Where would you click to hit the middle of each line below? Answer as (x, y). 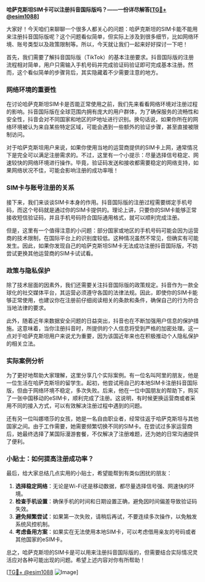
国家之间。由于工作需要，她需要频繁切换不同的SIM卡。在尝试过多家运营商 (99, 427)
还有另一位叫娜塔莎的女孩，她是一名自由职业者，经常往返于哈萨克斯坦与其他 (103, 419)
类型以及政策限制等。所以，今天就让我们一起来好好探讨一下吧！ (107, 44)
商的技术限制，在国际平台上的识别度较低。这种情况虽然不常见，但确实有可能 (103, 238)
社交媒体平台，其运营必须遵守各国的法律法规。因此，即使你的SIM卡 (107, 293)
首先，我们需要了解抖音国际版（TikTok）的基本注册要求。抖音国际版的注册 (100, 57)
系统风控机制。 (34, 524)
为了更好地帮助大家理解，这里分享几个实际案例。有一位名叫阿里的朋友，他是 (103, 375)
